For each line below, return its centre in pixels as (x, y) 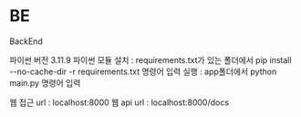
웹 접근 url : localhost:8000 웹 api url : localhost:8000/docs (119, 102)
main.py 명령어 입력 (45, 82)
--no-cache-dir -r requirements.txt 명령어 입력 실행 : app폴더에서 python (143, 71)
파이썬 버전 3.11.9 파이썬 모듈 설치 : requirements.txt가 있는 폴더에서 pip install (150, 59)
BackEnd (26, 41)
